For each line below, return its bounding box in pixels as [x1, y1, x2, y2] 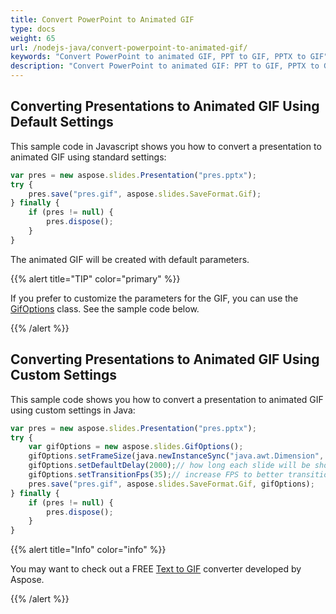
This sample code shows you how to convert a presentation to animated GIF [10, 393, 324, 405]
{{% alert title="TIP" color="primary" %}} [10, 272, 181, 285]
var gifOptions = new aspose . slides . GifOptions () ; [28, 442, 244, 452]
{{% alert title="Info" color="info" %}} [10, 544, 167, 556]
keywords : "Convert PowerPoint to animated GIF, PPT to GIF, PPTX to [10, 52, 307, 62]
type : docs [10, 24, 56, 34]
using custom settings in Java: [10, 404, 136, 416]
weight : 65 [10, 33, 56, 43]
